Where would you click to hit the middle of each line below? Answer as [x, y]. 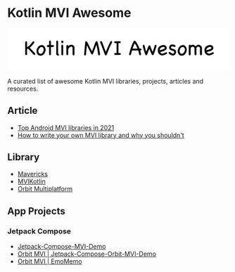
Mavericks [32, 174]
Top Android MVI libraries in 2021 [66, 127]
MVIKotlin [31, 181]
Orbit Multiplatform [45, 189]
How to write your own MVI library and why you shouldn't [101, 135]
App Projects [36, 211]
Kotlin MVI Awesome [69, 13]
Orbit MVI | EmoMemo [50, 261]
